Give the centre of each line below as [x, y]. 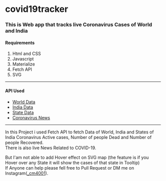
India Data [23, 107]
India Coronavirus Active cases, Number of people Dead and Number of [78, 137]
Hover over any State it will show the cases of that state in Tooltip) [72, 163]
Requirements [20, 43]
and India [17, 31]
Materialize [24, 64]
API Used [15, 91]
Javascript [23, 59]
